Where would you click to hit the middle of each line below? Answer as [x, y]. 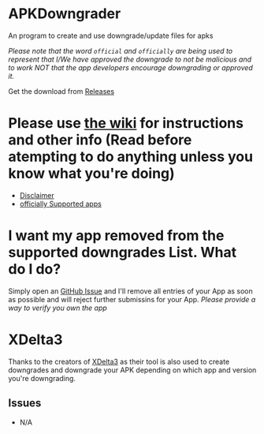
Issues [25, 403]
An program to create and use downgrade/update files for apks [111, 36]
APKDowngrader [65, 14]
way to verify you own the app [58, 308]
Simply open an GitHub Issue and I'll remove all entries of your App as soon [131, 291]
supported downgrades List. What [123, 253]
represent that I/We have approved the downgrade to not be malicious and [130, 59]
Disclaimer [37, 195]
